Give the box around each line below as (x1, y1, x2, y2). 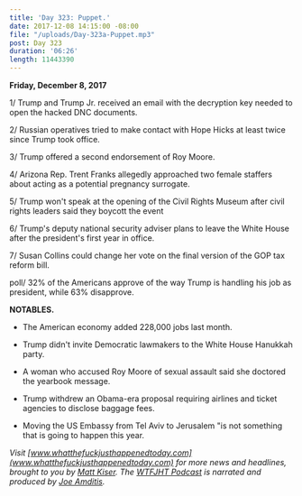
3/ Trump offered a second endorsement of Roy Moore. (9, 152, 215, 162)
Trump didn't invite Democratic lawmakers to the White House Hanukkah (22, 339, 293, 350)
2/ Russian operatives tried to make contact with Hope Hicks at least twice (9, 124, 287, 135)
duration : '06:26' (9, 47, 78, 56)
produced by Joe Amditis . (9, 476, 105, 487)
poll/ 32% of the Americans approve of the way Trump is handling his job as (9, 277, 292, 288)
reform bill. (9, 260, 50, 271)
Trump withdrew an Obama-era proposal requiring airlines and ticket (22, 393, 278, 404)
